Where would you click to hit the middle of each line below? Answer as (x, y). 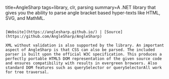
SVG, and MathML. (25, 18)
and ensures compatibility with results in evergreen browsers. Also (81, 63)
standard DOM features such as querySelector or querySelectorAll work (83, 68)
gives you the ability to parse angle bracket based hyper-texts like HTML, (83, 13)
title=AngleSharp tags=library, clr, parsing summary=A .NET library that (81, 7)
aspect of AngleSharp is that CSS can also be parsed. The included (80, 50)
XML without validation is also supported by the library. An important (85, 45)
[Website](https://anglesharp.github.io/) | (54, 32)
